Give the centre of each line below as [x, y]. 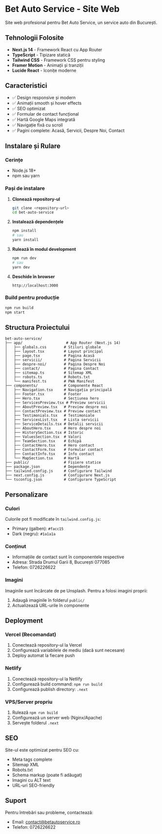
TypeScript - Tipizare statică [41, 55]
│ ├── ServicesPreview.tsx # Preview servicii [55, 403]
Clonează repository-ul [36, 199]
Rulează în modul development [44, 249]
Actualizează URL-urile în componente [51, 605]
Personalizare [27, 495]
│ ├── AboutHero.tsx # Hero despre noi [53, 428]
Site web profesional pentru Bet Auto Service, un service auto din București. [81, 22]
